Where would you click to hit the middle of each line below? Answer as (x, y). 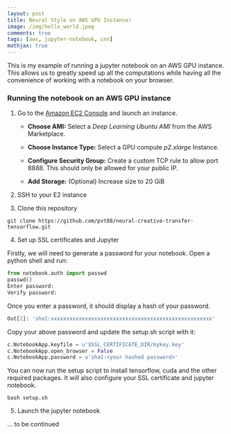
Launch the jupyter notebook (59, 411)
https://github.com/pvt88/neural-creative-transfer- (116, 221)
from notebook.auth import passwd (57, 273)
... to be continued (33, 424)
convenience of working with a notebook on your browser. (91, 80)
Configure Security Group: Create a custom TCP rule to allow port (123, 161)
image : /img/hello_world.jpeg (51, 26)
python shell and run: (37, 261)
